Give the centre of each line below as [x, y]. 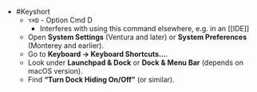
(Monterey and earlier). [65, 46]
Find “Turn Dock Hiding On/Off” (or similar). [101, 80]
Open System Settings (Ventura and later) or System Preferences [137, 37]
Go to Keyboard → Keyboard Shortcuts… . [98, 54]
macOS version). [55, 71]
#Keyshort [33, 12]
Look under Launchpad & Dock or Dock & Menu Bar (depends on [135, 62]
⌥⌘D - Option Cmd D [60, 20]
